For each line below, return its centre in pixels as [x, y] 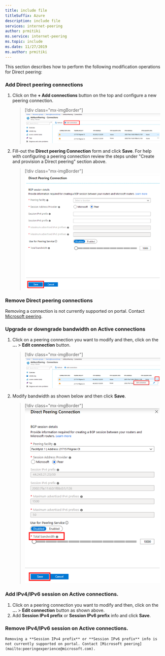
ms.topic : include [24, 42]
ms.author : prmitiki [26, 52]
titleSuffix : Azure [25, 16]
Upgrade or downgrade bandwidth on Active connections [75, 329]
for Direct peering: [24, 72]
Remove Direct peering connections [49, 300]
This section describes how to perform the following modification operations [83, 66]
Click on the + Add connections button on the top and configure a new [84, 95]
